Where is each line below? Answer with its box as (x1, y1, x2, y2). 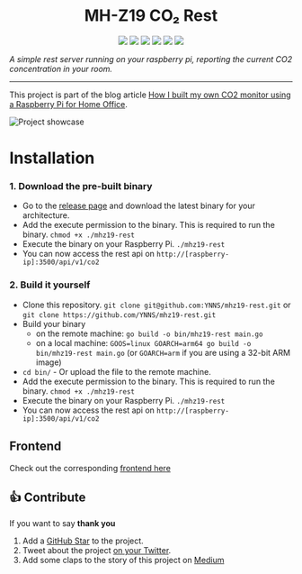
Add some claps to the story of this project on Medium (22, 555, 225, 566)
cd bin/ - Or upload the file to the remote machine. (22, 366, 211, 377)
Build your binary (22, 318, 86, 329)
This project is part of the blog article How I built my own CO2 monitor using (9, 89, 291, 100)
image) (35, 357, 62, 368)
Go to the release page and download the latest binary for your (22, 200, 256, 212)
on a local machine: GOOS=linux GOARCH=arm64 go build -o (35, 337, 252, 348)
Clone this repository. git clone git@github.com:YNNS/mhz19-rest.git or (22, 299, 291, 310)
